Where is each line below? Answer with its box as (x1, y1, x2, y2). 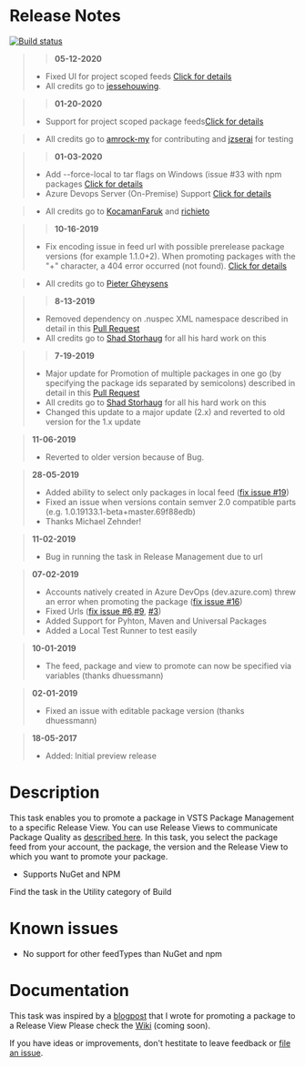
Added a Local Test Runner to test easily (45, 625, 198, 635)
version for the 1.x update (45, 416, 141, 427)
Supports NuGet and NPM (22, 869, 121, 879)
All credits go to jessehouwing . (45, 80, 161, 91)
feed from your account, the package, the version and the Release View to (9, 841, 289, 852)
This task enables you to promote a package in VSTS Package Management (9, 812, 294, 823)
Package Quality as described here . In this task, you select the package (9, 831, 279, 842)
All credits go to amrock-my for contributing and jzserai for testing (45, 133, 294, 144)
